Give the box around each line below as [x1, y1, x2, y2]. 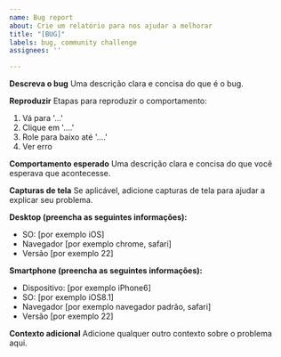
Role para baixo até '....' [21, 132, 108, 142]
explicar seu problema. [9, 195, 93, 206]
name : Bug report [9, 12, 74, 22]
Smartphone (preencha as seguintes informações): [9, 265, 203, 276]
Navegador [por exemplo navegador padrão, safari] [21, 302, 212, 312]
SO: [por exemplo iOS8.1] [21, 292, 114, 303]
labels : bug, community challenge [9, 37, 138, 47]
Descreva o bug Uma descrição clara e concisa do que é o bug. [9, 78, 245, 89]
